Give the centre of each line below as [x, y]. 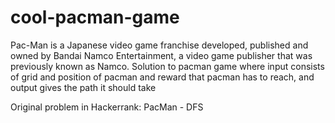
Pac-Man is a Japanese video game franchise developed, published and [159, 45]
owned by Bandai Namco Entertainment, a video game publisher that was [161, 55]
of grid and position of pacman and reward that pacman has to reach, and [162, 77]
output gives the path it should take [83, 87]
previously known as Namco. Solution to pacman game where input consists [167, 66]
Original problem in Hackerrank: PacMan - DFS [107, 107]
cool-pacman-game [95, 17]
